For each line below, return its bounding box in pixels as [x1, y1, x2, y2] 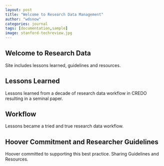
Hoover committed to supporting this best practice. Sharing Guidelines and [5, 151, 159, 157]
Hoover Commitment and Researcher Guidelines [5, 137, 159, 146]
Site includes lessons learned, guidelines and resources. [5, 62, 121, 68]
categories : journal [5, 21, 48, 26]
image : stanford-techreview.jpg [5, 30, 72, 35]
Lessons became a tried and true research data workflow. [5, 123, 124, 129]
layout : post [5, 7, 32, 12]
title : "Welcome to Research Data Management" [5, 12, 104, 17]
